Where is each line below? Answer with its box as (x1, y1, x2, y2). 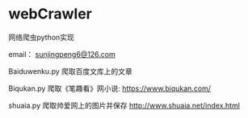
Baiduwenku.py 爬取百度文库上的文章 (8, 66, 132, 76)
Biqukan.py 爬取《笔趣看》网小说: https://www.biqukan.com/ (8, 83, 212, 93)
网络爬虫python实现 (8, 32, 74, 42)
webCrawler (8, 5, 93, 23)
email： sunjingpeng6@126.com (8, 49, 116, 59)
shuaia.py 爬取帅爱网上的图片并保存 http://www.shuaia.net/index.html (8, 100, 241, 110)
